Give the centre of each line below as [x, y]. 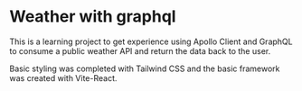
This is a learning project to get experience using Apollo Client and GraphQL [151, 41]
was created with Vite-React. [63, 77]
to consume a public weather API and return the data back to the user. [140, 50]
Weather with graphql [93, 17]
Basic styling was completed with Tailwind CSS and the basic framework [145, 68]
